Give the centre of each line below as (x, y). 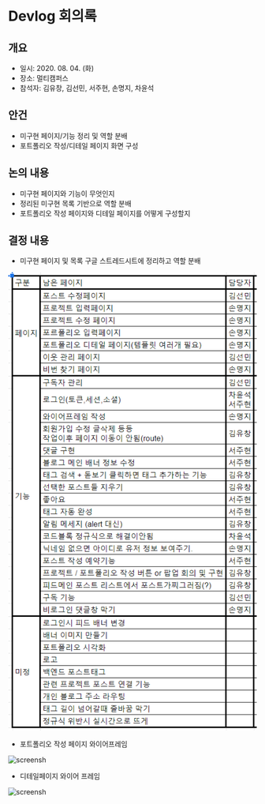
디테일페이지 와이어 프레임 (60, 776)
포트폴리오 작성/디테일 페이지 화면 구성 (79, 145)
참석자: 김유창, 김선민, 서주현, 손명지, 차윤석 (87, 88)
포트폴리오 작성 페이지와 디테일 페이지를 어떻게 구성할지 (105, 213)
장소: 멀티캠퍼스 (44, 78)
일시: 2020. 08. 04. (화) (57, 68)
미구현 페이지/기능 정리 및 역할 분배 (73, 136)
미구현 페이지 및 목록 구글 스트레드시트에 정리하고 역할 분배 (110, 261)
